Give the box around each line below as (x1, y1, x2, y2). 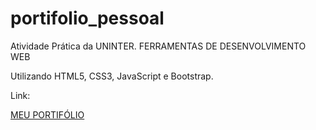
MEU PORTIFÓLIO (10, 108, 85, 121)
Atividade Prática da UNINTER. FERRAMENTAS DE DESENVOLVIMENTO (10, 40, 307, 52)
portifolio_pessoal (10, 7, 165, 30)
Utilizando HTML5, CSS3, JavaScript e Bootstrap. (10, 70, 214, 82)
